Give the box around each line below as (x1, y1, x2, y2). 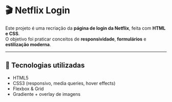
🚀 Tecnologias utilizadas (5, 61, 85, 70)
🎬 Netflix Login (5, 5, 71, 16)
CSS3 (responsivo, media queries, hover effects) (12, 80, 116, 86)
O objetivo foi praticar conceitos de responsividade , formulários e (5, 36, 147, 42)
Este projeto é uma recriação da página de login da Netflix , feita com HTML (5, 25, 166, 31)
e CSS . (5, 30, 20, 36)
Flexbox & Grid (12, 86, 44, 92)
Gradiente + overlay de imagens (12, 91, 81, 97)
